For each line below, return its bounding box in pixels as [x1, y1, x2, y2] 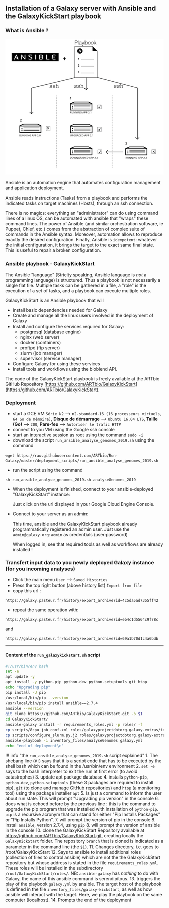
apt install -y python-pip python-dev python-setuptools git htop [5, 680, 147, 685]
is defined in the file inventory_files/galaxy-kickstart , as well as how [5, 886, 152, 892]
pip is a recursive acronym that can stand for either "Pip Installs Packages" [5, 811, 161, 817]
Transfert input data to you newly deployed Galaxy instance [5, 559, 154, 566]
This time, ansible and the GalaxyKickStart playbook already [12, 521, 137, 527]
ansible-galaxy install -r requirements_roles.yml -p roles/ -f [5, 722, 143, 727]
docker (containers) [20, 339, 61, 345]
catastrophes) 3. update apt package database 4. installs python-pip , [5, 773, 148, 780]
